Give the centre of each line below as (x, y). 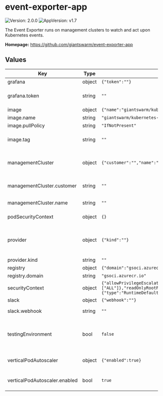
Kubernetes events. (24, 35)
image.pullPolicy (26, 126)
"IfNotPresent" (119, 125)
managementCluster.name (38, 202)
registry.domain (25, 275)
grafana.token (24, 95)
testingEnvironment (30, 334)
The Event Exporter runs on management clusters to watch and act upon (78, 30)
